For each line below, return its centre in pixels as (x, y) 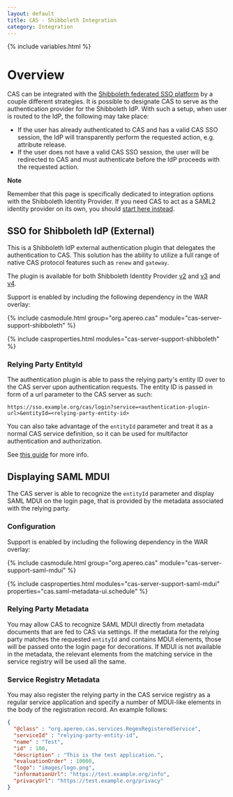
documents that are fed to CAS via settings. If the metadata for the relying (113, 631)
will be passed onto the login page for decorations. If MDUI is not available (114, 646)
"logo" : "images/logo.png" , (54, 768)
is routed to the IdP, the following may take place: (78, 117)
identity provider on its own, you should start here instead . (91, 209)
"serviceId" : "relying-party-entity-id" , (76, 735)
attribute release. (42, 145)
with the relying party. (39, 509)
